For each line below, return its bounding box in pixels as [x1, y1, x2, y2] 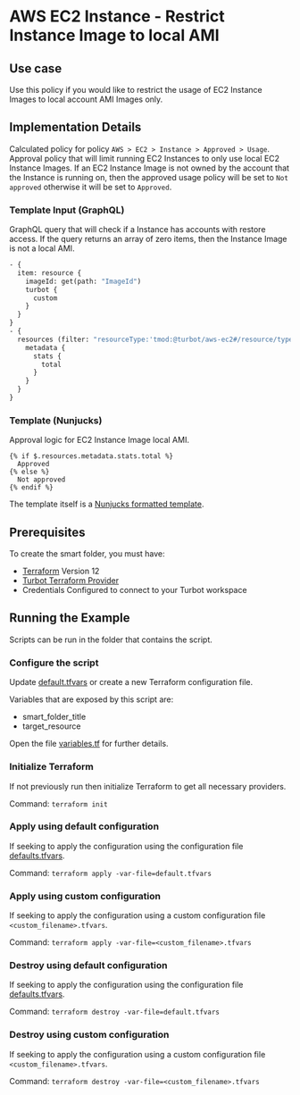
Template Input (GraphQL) [9, 204, 125, 216]
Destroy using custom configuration [9, 1029, 170, 1041]
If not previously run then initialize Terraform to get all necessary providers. [9, 781, 287, 791]
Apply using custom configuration [9, 890, 162, 902]
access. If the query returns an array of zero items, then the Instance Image [9, 234, 287, 245]
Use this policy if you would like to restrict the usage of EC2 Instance [9, 85, 262, 95]
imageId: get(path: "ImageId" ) [25, 277, 142, 286]
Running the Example [9, 610, 131, 626]
